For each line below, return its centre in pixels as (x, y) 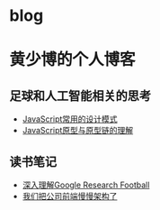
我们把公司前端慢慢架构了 (70, 196)
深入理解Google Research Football (86, 185)
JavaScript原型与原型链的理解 (78, 131)
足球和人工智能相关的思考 (80, 96)
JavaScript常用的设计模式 (70, 119)
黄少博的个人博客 (73, 60)
